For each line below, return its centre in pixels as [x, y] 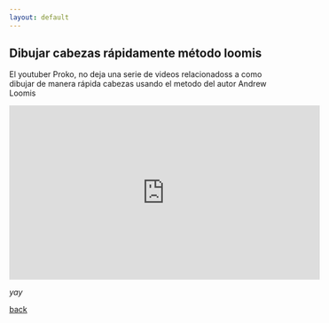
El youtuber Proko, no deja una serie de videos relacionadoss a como [136, 74]
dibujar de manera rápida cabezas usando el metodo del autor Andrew [138, 84]
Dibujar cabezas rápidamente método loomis [136, 54]
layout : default [39, 17]
